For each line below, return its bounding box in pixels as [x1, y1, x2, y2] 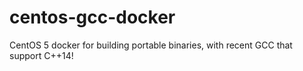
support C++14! [9, 49, 74, 61]
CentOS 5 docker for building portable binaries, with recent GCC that [9, 39, 293, 51]
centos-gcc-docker [9, 6, 176, 29]
